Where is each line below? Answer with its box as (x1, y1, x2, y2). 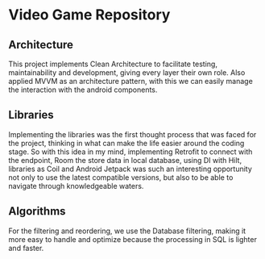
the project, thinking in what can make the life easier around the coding (8, 138, 245, 148)
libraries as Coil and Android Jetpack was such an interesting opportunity (8, 164, 252, 173)
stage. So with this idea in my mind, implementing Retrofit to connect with (8, 147, 253, 157)
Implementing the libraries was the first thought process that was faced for (8, 129, 257, 139)
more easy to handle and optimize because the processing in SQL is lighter (8, 234, 258, 244)
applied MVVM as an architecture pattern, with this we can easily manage (8, 77, 254, 86)
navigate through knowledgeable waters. (8, 181, 144, 190)
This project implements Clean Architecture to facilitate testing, (8, 59, 217, 69)
